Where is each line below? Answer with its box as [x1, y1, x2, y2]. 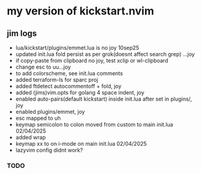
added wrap [15, 134, 46, 141]
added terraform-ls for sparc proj [15, 76, 98, 83]
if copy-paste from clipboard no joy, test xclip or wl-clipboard [15, 57, 168, 64]
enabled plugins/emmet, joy [15, 108, 85, 115]
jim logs [7, 28, 37, 39]
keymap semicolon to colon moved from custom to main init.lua [15, 121, 174, 128]
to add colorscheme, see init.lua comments [15, 70, 123, 76]
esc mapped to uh [15, 114, 61, 122]
